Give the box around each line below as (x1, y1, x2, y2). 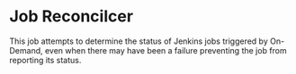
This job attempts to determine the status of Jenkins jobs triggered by (9, 36, 268, 46)
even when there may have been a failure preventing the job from (44, 45, 288, 55)
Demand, (9, 45, 43, 55)
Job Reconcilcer (9, 6, 133, 27)
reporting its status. (9, 54, 82, 65)
